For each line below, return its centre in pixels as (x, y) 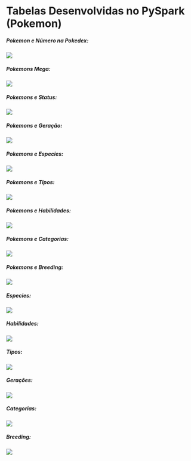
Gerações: (19, 380)
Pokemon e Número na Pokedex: (47, 41)
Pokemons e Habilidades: (39, 211)
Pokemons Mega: (28, 69)
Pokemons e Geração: (34, 125)
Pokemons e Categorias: (38, 239)
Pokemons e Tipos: (30, 182)
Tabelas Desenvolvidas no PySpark (95, 11)
